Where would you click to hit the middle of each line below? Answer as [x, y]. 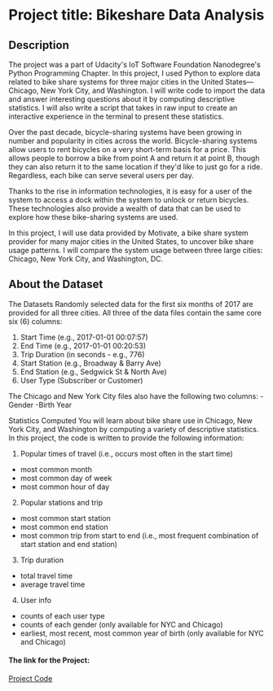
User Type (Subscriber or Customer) [81, 380]
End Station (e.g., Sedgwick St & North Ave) [93, 371]
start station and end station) [69, 544]
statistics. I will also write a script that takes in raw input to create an [123, 108]
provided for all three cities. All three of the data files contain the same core [135, 313]
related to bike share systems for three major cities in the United [116, 82]
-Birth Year [53, 405]
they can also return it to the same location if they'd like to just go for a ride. [135, 167]
